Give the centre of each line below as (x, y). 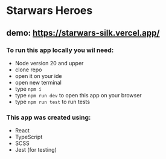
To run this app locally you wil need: (60, 50)
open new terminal (38, 82)
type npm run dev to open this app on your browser (78, 95)
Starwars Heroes (49, 11)
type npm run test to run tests (53, 102)
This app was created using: (49, 117)
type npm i (28, 89)
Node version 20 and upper (49, 63)
